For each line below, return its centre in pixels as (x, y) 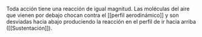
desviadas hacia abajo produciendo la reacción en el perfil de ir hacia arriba (101, 22)
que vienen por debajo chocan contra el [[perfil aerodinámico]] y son (93, 15)
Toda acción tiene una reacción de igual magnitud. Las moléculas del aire (98, 9)
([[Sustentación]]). (29, 28)
